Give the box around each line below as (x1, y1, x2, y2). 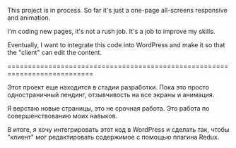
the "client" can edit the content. (7, 49, 102, 56)
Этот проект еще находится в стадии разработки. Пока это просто (7, 83, 210, 91)
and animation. (7, 13, 51, 22)
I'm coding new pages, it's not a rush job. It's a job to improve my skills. (7, 27, 216, 35)
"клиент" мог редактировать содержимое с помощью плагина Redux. (7, 133, 220, 141)
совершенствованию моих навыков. (7, 112, 118, 120)
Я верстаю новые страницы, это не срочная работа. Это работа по (7, 104, 210, 112)
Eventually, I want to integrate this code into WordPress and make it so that (7, 41, 225, 49)
